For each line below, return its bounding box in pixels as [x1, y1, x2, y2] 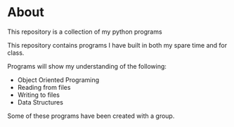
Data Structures [17, 98, 63, 106]
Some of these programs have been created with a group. [7, 112, 175, 120]
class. [7, 48, 25, 57]
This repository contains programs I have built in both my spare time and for [7, 41, 228, 49]
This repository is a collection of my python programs [7, 27, 163, 36]
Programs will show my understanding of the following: [7, 62, 167, 70]
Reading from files [17, 83, 71, 91]
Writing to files [17, 91, 60, 99]
